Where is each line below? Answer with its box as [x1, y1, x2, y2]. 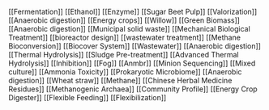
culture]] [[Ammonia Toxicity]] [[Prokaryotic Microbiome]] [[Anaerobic [8, 67, 242, 76]
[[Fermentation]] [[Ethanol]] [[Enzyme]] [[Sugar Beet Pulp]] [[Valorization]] [8, 7, 258, 16]
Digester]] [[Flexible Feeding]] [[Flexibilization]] [8, 93, 167, 102]
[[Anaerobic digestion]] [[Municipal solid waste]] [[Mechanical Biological [8, 24, 251, 33]
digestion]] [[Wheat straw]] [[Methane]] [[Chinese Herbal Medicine [8, 76, 233, 85]
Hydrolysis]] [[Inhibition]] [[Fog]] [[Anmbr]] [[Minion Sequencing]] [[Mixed [8, 58, 256, 68]
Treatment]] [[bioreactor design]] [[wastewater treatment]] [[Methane [8, 32, 241, 42]
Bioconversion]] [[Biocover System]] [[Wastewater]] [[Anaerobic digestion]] [8, 41, 262, 51]
